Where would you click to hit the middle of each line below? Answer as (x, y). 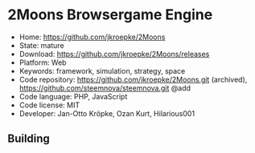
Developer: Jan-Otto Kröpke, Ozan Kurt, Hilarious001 (107, 113)
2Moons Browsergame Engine (110, 15)
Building (29, 139)
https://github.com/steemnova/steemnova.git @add (105, 88)
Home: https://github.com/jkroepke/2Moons (92, 37)
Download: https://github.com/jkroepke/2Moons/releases (114, 54)
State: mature (42, 45)
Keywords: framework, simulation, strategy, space (102, 70)
